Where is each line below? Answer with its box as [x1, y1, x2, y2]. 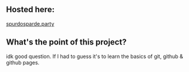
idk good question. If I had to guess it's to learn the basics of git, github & [6, 53, 184, 60]
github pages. [6, 59, 40, 66]
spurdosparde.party [6, 20, 55, 27]
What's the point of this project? [6, 37, 127, 47]
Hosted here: [6, 5, 55, 15]
